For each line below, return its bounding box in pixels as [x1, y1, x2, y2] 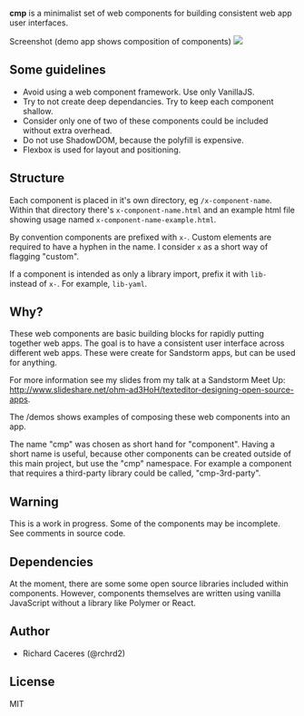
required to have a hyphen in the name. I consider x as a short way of [9, 240, 269, 252]
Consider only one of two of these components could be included [22, 115, 269, 126]
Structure [9, 171, 65, 186]
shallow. [22, 105, 54, 116]
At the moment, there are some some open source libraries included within [9, 578, 289, 589]
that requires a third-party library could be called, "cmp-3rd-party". [9, 467, 261, 479]
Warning [9, 494, 59, 509]
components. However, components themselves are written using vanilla [9, 588, 281, 599]
